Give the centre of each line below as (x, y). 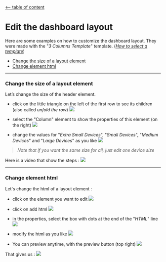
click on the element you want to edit (50, 199)
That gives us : (20, 254)
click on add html (30, 209)
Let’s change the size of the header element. (50, 94)
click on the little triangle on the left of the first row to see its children (82, 104)
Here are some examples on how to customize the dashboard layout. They (81, 41)
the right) (22, 125)
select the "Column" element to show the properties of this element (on (85, 119)
